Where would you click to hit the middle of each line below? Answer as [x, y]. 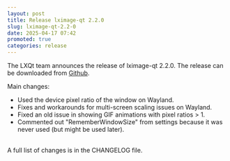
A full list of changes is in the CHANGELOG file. [75, 150]
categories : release [37, 46]
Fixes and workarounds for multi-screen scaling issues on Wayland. [115, 107]
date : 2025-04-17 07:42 [42, 33]
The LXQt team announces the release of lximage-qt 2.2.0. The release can [115, 66]
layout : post [26, 14]
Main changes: [29, 86]
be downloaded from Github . [48, 73]
